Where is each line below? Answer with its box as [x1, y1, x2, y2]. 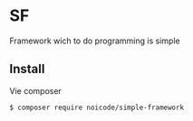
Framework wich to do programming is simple [9, 35, 180, 46]
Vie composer [9, 85, 62, 96]
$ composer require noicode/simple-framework [9, 103, 184, 112]
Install [9, 61, 45, 77]
